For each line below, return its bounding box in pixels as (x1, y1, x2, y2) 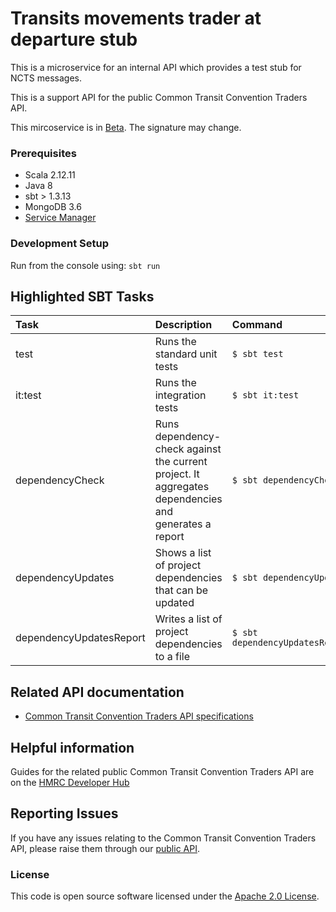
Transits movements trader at (10, 7, 262, 30)
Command (231, 318, 283, 332)
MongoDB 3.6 (24, 201, 82, 213)
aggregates (154, 480, 210, 494)
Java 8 (24, 180, 53, 192)
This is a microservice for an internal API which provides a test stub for (10, 61, 302, 73)
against (186, 442, 222, 456)
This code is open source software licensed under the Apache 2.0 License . (10, 890, 320, 902)
